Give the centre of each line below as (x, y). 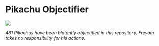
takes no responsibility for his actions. (45, 38)
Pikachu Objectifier (47, 9)
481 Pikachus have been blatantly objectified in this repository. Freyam (80, 33)
